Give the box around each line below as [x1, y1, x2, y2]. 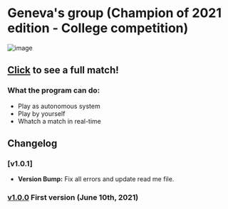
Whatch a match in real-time [17, 117, 101, 125]
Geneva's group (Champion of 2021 [7, 5, 222, 21]
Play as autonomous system [17, 102, 101, 110]
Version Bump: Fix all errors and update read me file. [17, 175, 175, 183]
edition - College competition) [7, 20, 189, 36]
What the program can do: [7, 85, 100, 95]
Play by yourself [17, 109, 66, 118]
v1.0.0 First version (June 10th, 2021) [7, 193, 139, 203]
